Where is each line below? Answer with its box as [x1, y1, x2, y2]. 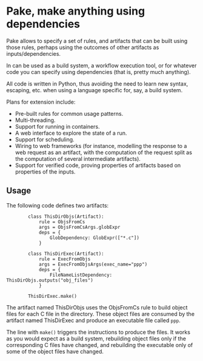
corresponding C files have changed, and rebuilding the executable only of [6, 341, 193, 348]
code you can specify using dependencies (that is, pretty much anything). [6, 68, 191, 75]
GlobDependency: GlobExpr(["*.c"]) [49, 235, 139, 241]
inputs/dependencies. [6, 50, 61, 57]
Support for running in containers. [15, 123, 100, 130]
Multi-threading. [15, 116, 56, 124]
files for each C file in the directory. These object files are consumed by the [6, 310, 195, 317]
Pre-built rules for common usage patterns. [15, 110, 124, 117]
